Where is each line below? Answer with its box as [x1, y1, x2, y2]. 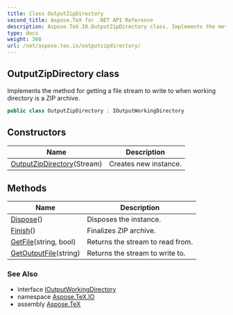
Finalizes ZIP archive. [86, 226, 156, 236]
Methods [7, 182, 47, 194]
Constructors [7, 126, 67, 139]
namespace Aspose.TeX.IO [17, 292, 95, 300]
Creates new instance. [109, 159, 182, 169]
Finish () [10, 226, 36, 236]
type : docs [7, 29, 39, 37]
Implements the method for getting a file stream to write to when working [7, 86, 216, 94]
